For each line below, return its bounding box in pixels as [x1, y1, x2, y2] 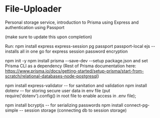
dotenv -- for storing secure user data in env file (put [5, 88, 110, 93]
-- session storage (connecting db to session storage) [19, 107, 127, 113]
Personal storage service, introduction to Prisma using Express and [5, 19, 139, 25]
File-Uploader [5, 3, 62, 15]
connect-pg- [124, 102, 150, 108]
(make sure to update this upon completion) [5, 34, 92, 40]
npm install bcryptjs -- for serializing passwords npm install [5, 102, 123, 108]
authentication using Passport [5, 24, 65, 30]
